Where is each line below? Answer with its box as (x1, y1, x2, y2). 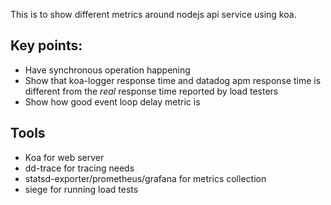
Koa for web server (24, 151, 105, 163)
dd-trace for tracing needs (24, 162, 135, 174)
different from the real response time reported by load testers (24, 85, 279, 97)
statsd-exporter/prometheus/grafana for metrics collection (24, 172, 267, 184)
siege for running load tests (24, 183, 139, 195)
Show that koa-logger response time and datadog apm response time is (24, 74, 322, 86)
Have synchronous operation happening (24, 64, 191, 76)
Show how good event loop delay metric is (24, 95, 201, 108)
